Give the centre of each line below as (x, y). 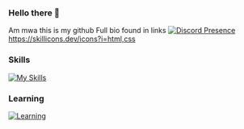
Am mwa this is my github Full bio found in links (88, 31)
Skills (19, 60)
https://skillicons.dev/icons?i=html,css (72, 39)
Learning (26, 98)
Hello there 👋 (34, 13)
